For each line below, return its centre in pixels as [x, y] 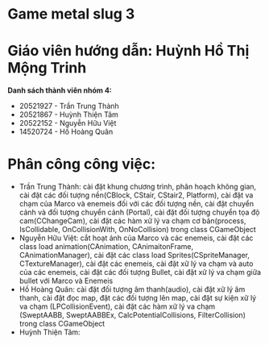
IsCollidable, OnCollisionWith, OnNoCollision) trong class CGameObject [138, 230]
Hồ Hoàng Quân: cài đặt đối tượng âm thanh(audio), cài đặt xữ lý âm [132, 289]
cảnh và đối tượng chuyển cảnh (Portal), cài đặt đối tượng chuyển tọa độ [139, 212]
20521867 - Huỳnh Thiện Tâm [68, 114]
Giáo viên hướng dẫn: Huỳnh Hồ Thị [128, 51]
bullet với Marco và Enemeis [66, 281]
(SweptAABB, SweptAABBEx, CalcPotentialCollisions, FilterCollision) [132, 315]
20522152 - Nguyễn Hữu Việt [68, 123]
